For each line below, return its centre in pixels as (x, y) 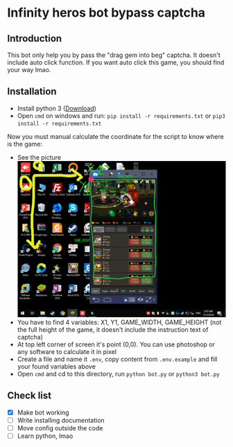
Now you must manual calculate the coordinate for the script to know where (115, 136)
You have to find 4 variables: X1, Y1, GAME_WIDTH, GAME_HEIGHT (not (119, 322)
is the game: (25, 144)
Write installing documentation (61, 420)
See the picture (39, 157)
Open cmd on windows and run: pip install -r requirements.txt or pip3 (121, 115)
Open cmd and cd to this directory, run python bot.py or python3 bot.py (118, 373)
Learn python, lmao (45, 436)
